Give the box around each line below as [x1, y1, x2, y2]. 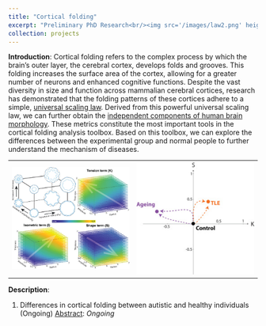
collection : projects [8, 29, 80, 37]
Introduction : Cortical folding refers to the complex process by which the [8, 52, 248, 62]
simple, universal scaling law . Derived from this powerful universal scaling [8, 103, 249, 112]
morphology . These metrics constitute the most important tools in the [8, 119, 235, 129]
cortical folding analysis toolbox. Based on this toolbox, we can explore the [8, 127, 253, 138]
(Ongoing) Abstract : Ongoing [19, 309, 115, 318]
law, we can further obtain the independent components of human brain [8, 111, 243, 120]
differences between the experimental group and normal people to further [8, 136, 249, 146]
